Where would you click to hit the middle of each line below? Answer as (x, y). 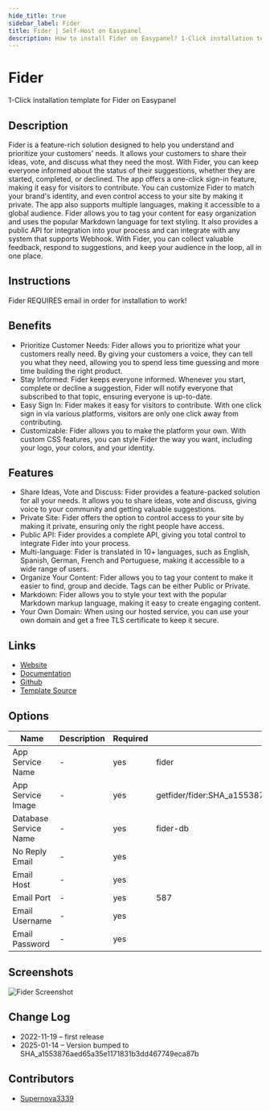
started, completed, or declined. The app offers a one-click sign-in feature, (133, 179)
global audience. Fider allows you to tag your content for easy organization (133, 213)
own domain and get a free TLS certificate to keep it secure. (119, 621)
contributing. (41, 422)
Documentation (45, 674)
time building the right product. (71, 371)
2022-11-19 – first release (62, 1036)
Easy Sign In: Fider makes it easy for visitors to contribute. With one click (141, 405)
